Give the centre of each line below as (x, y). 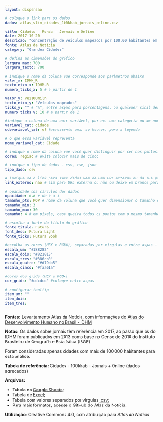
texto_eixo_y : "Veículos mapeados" (41, 103)
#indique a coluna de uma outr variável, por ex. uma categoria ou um (78, 121)
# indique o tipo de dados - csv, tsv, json (51, 165)
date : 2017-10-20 (23, 36)
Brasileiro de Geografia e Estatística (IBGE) (48, 342)
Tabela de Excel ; (28, 395)
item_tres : (16, 303)
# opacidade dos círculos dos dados (42, 192)
